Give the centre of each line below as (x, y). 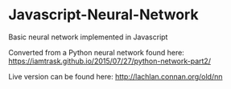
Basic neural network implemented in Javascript (88, 37)
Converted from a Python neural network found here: (97, 52)
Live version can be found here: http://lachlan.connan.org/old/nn (115, 76)
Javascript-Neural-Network (103, 15)
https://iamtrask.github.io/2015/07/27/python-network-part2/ (110, 61)
